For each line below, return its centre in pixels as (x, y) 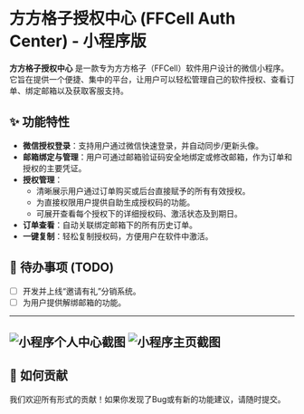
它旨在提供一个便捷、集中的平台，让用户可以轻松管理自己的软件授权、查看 (148, 79)
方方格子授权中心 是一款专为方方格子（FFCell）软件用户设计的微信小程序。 (149, 68)
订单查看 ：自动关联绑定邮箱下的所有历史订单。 (109, 225)
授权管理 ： (43, 179)
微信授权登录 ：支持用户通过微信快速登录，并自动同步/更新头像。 (143, 145)
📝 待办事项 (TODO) (62, 268)
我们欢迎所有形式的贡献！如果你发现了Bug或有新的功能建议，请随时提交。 (148, 399)
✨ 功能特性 (40, 122)
